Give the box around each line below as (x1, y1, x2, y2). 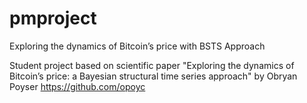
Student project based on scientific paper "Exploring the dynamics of (9, 59, 295, 71)
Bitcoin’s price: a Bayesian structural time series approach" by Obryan (9, 70, 298, 82)
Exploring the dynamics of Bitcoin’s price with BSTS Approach (9, 40, 266, 52)
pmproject (9, 7, 97, 30)
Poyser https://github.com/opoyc (9, 80, 146, 92)
